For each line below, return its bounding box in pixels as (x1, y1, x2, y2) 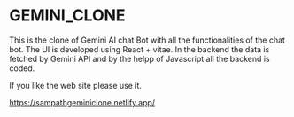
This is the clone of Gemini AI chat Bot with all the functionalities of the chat (9, 35, 286, 45)
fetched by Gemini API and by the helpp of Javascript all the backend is (9, 53, 270, 64)
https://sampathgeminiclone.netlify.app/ (9, 97, 156, 107)
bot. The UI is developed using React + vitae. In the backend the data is (9, 43, 270, 54)
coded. (9, 63, 35, 74)
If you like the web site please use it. (9, 80, 142, 90)
